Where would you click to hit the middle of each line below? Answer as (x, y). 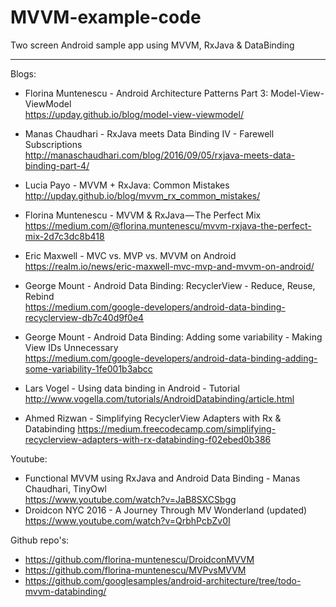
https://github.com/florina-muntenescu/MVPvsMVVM (135, 570)
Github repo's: (40, 540)
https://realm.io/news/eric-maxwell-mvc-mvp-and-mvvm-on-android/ (169, 266)
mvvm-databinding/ (65, 591)
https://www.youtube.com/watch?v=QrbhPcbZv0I (127, 520)
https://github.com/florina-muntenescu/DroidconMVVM (139, 559)
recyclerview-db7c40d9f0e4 (84, 317)
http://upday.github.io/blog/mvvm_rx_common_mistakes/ (142, 195)
